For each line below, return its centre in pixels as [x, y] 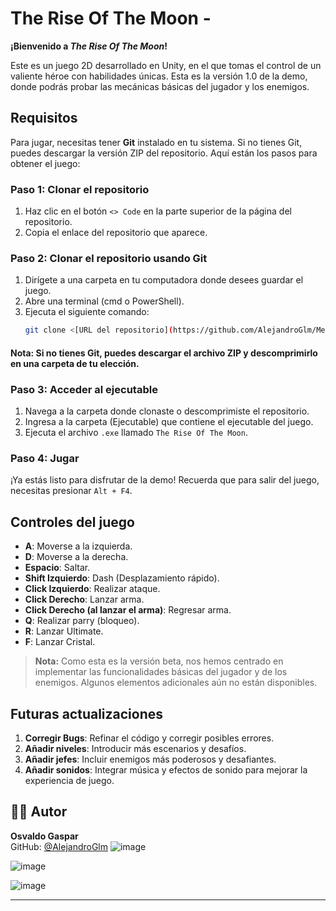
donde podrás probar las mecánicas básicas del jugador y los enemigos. [160, 86]
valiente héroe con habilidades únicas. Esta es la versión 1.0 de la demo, [159, 76]
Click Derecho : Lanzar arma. [84, 599]
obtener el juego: [45, 163]
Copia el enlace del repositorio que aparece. [116, 233]
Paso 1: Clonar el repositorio [80, 189]
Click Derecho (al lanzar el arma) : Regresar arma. [128, 610]
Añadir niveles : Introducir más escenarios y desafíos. [135, 749]
